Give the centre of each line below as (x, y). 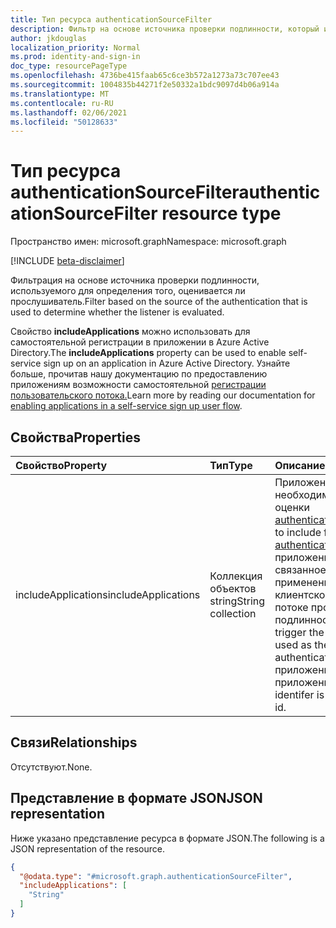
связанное (300, 569)
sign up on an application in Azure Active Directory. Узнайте (167, 363)
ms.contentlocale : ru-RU (62, 103)
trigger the (299, 632)
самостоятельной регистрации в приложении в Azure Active (140, 342)
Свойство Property (61, 465)
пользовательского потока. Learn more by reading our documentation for (163, 395)
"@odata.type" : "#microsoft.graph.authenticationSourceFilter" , (156, 876)
